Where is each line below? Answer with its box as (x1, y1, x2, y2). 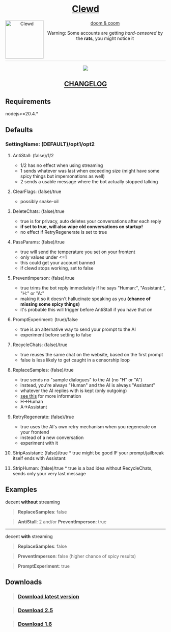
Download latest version (17, 593, 80, 600)
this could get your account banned (20, 259, 95, 265)
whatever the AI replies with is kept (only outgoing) (20, 387, 127, 394)
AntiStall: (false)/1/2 (12, 152, 54, 158)
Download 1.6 (17, 620, 52, 627)
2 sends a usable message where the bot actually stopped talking (20, 178, 158, 184)
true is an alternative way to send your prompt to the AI (20, 326, 136, 332)
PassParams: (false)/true (12, 238, 65, 245)
